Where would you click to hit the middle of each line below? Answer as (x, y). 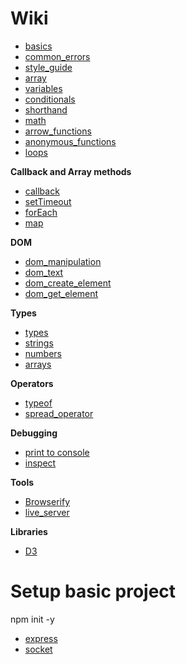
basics (38, 46)
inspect (40, 463)
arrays (38, 364)
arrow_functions (58, 131)
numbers (43, 353)
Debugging (34, 433)
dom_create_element (68, 283)
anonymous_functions (70, 141)
